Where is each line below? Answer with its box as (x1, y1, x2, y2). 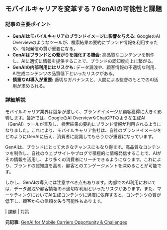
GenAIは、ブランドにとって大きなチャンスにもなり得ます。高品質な (5, 144, 143, 150)
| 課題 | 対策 (5, 208, 30, 215)
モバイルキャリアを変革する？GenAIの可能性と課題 (5, 4, 162, 13)
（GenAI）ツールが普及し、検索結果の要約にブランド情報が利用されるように (5, 121, 162, 127)
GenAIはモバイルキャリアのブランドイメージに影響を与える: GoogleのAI (12, 33, 161, 39)
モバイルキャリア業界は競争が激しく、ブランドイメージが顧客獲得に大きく (5, 108, 158, 114)
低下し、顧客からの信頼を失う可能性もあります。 (5, 198, 105, 204)
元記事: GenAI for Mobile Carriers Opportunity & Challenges (5, 219, 128, 225)
